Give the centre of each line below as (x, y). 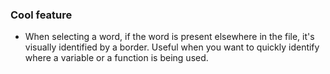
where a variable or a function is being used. (116, 58)
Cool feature (41, 15)
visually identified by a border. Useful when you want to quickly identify (172, 47)
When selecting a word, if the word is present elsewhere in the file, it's (169, 37)
